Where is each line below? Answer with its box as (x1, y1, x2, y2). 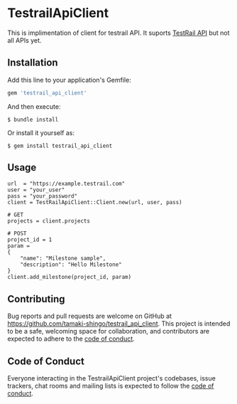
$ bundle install (7, 116, 59, 123)
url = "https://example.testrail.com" (7, 180, 126, 188)
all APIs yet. (7, 36, 42, 44)
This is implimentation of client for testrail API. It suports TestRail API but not (7, 28, 230, 37)
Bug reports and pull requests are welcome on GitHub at (7, 312, 172, 321)
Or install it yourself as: (7, 128, 75, 137)
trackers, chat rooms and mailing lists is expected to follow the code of (7, 382, 214, 390)
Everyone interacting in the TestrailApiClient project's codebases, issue (7, 374, 216, 383)
